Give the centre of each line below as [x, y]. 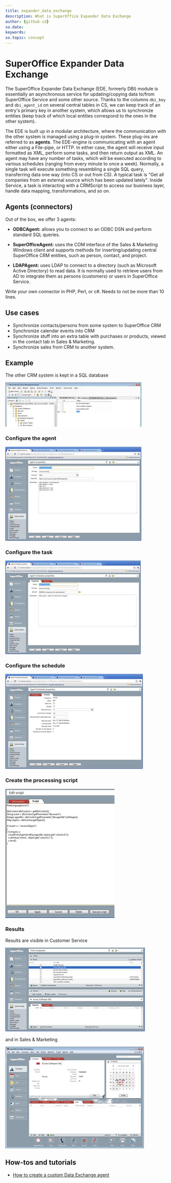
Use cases [22, 313]
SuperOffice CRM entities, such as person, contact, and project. [80, 255]
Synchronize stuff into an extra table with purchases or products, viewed [89, 336]
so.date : [15, 27]
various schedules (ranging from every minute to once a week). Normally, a [84, 164]
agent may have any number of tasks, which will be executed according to [83, 158]
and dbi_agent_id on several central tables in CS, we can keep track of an [83, 105]
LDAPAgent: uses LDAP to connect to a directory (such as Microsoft [84, 265]
